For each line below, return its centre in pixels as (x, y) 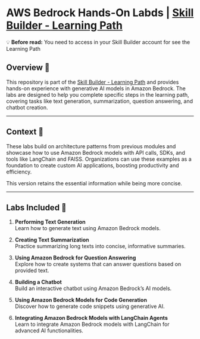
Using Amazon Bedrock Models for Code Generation (81, 300)
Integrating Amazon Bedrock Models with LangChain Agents (91, 318)
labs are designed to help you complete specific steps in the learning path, (98, 94)
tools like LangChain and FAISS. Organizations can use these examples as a (99, 159)
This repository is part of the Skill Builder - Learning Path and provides (93, 82)
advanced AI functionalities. (49, 331)
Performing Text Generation (50, 222)
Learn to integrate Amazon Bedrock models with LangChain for (92, 324)
